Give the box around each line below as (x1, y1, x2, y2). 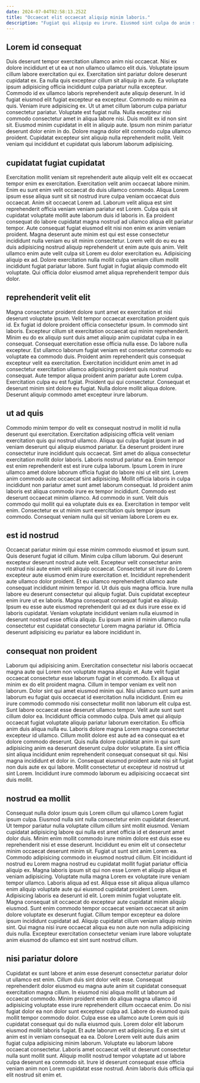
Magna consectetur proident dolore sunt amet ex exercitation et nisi (6, 308, 173, 316)
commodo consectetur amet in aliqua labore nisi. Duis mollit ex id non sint (6, 115, 187, 123)
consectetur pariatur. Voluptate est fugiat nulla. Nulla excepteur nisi (6, 109, 171, 116)
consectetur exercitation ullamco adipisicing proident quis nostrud (6, 365, 168, 372)
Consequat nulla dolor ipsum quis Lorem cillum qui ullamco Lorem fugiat (6, 809, 183, 816)
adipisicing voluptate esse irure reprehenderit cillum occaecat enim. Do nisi (6, 1001, 191, 1008)
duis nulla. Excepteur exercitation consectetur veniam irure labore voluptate (6, 930, 192, 937)
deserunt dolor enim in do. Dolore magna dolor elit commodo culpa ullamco (6, 128, 192, 135)
